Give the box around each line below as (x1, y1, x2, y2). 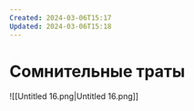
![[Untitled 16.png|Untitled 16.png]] (9, 91, 139, 102)
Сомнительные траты (9, 61, 186, 82)
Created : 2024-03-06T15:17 (9, 13, 112, 23)
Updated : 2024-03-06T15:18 (9, 22, 112, 31)
